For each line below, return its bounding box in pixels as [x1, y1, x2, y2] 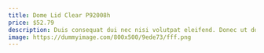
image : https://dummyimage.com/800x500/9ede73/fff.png [8, 33, 192, 41]
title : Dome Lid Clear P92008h [8, 11, 111, 19]
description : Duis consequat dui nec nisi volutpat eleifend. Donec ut [8, 26, 247, 34]
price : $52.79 [8, 19, 55, 26]
